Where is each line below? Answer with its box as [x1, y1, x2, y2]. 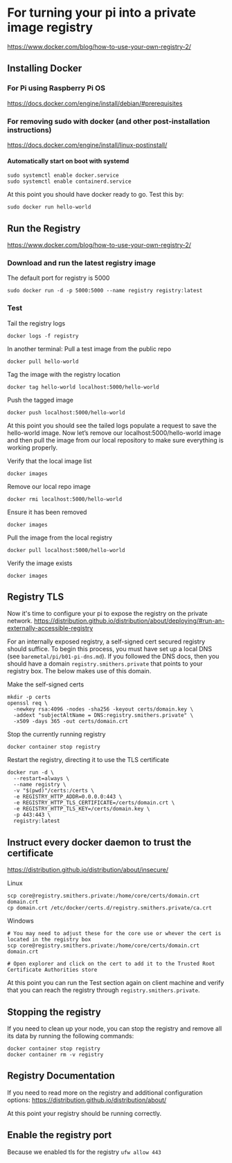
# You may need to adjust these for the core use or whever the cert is [7, 930, 222, 937]
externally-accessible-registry [7, 624, 93, 632]
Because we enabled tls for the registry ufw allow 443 [7, 1148, 161, 1156]
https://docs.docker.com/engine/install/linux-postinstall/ [7, 141, 168, 149]
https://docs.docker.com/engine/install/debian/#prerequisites [7, 99, 183, 107]
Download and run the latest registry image [7, 258, 156, 267]
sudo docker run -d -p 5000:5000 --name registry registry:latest [7, 287, 203, 294]
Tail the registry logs [7, 319, 66, 327]
